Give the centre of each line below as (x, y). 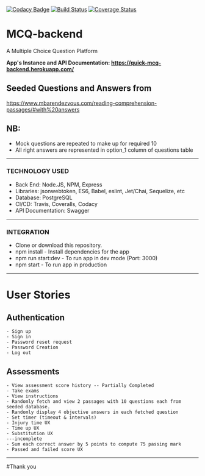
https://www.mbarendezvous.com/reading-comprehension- (82, 103)
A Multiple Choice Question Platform (52, 51)
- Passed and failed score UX (45, 449)
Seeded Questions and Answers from (79, 88)
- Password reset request (39, 342)
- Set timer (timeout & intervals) (52, 417)
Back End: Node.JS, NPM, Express (59, 184)
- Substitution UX (30, 433)
